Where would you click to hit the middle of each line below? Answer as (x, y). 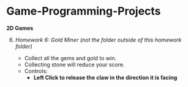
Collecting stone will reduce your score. (74, 64)
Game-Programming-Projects (84, 11)
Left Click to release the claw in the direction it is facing (105, 77)
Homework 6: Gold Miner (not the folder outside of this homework (98, 40)
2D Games (20, 28)
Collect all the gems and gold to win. (70, 58)
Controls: (36, 71)
